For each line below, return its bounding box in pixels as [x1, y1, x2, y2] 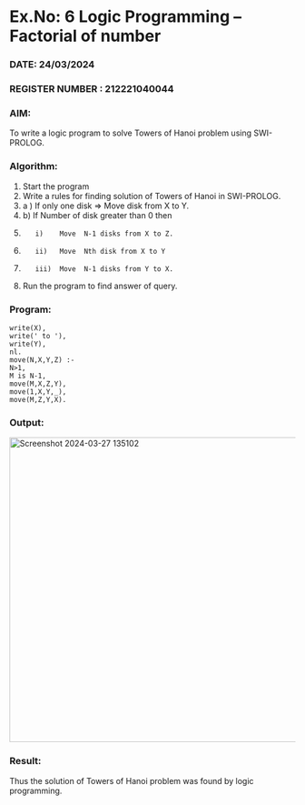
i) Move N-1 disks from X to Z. [34, 229, 174, 238]
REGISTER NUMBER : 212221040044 [9, 83, 174, 96]
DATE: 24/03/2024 [9, 58, 95, 71]
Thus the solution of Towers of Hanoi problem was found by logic [9, 775, 254, 786]
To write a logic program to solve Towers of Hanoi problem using [9, 127, 252, 138]
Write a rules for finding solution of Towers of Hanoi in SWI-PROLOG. [22, 190, 281, 201]
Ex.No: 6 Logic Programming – [9, 6, 242, 27]
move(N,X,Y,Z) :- [9, 355, 75, 365]
